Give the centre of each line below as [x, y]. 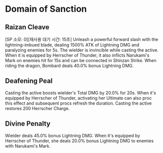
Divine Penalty [28, 124]
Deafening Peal [29, 81]
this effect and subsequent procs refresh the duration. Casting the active [78, 103]
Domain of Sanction [46, 9]
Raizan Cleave [27, 27]
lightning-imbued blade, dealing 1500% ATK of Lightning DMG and [72, 45]
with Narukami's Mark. [28, 146]
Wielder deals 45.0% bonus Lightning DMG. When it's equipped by [73, 135]
